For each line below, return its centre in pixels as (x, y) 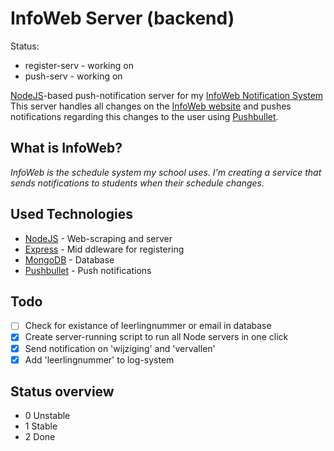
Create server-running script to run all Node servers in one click (156, 337)
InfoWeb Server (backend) (122, 18)
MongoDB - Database (69, 259)
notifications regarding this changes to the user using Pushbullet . (144, 116)
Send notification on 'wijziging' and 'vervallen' (120, 348)
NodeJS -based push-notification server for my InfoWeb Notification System (167, 95)
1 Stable (41, 426)
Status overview (62, 392)
